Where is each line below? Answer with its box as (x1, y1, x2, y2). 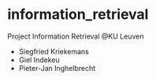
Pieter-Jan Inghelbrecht (18, 63, 96, 72)
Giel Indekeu (18, 55, 60, 64)
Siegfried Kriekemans (18, 46, 90, 56)
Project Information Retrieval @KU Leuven (7, 31, 144, 41)
